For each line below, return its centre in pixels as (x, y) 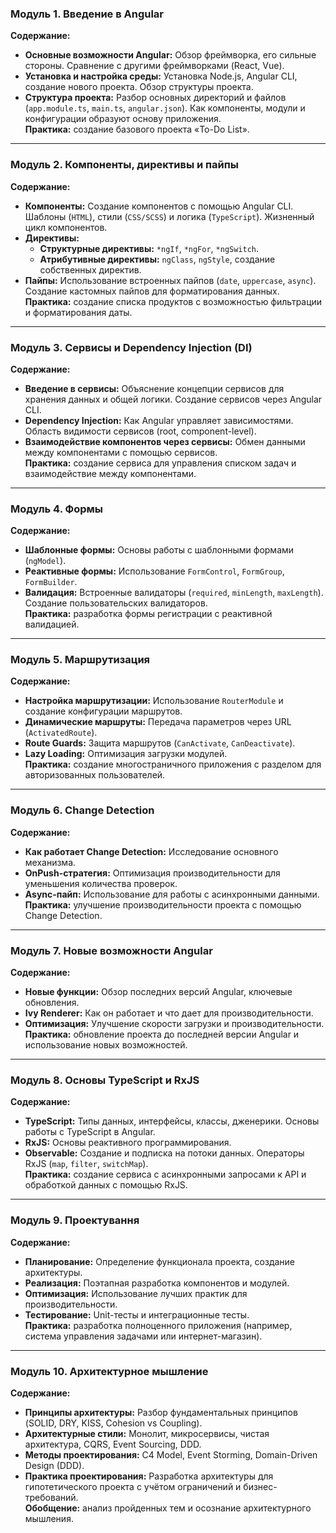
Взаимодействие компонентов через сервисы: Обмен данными (165, 441)
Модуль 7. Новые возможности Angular (111, 950)
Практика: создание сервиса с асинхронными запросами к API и (165, 1174)
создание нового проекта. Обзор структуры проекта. (139, 87)
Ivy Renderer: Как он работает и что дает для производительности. (169, 1013)
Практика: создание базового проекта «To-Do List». (137, 129)
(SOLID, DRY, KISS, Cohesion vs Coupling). (113, 1423)
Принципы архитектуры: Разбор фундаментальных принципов (161, 1412)
